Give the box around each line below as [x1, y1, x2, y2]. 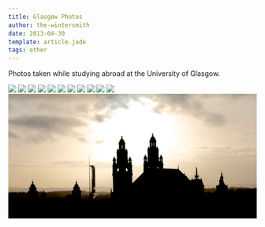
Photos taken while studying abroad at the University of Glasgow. [8, 69, 221, 78]
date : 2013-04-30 [8, 29, 65, 37]
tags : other [8, 46, 47, 55]
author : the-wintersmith [8, 21, 90, 29]
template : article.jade [8, 38, 87, 46]
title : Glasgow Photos [8, 13, 83, 21]
